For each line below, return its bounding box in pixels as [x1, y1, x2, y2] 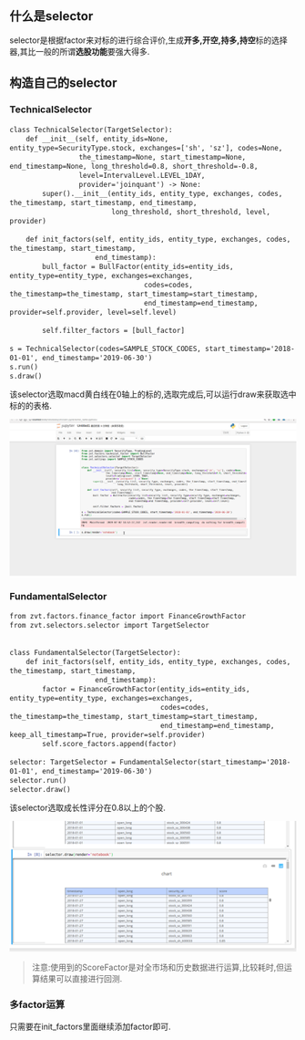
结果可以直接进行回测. [39, 973, 123, 984]
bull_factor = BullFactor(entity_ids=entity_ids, [42, 262, 234, 271]
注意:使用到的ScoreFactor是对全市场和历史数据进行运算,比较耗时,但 [31, 962, 285, 973]
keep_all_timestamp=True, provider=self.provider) [9, 730, 206, 739]
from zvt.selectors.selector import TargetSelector [9, 620, 209, 629]
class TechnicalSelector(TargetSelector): [9, 125, 173, 134]
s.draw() [9, 371, 43, 380]
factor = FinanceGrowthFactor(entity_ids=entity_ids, [42, 684, 250, 693]
